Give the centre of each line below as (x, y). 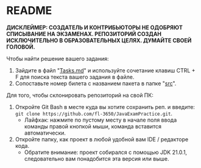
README (29, 11)
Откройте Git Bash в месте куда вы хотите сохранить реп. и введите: (105, 107)
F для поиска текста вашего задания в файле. (75, 77)
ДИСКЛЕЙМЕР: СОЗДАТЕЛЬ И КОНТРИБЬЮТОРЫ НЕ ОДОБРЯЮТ (94, 27)
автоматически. (45, 133)
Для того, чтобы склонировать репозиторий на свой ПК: (80, 95)
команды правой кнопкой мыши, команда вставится (93, 126)
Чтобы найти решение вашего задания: (58, 58)
